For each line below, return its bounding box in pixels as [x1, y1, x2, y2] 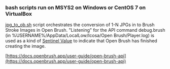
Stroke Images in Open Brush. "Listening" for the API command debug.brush [5, 27, 166, 33]
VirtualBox [5, 10, 32, 17]
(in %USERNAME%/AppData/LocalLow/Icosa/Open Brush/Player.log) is [5, 32, 155, 39]
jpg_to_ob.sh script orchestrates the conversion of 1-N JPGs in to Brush [5, 22, 155, 28]
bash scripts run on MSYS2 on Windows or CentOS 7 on [5, 4, 146, 11]
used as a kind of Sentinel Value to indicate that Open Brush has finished [5, 38, 157, 44]
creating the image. [5, 43, 46, 49]
